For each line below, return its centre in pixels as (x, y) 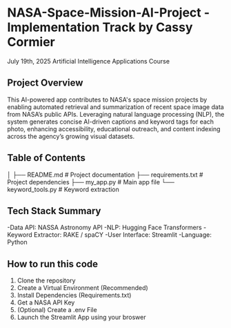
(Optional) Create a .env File (57, 310)
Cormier (31, 42)
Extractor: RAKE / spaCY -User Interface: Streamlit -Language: (122, 235)
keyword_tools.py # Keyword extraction (63, 189)
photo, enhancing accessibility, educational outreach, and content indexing (114, 128)
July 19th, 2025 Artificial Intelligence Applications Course (89, 61)
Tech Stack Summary (54, 211)
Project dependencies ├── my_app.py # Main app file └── (91, 182)
